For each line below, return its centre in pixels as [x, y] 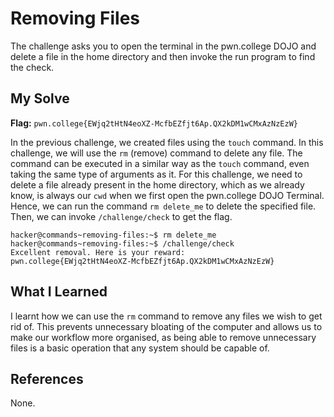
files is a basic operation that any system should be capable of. [140, 348]
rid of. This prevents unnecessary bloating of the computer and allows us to [166, 326]
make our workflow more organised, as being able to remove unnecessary [163, 337]
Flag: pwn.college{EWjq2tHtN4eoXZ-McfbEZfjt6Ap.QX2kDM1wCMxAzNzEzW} [154, 123]
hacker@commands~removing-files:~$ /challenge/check [122, 243]
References [47, 378]
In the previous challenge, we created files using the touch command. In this [167, 142]
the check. [32, 67]
